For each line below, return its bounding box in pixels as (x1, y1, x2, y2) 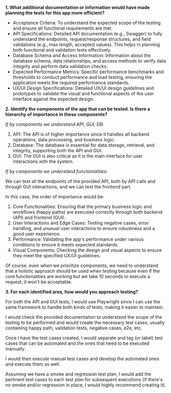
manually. (5, 346, 26, 351)
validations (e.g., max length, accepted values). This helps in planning (12, 42, 160, 48)
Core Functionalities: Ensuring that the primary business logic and (12, 203, 152, 210)
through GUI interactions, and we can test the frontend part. (5, 184, 132, 190)
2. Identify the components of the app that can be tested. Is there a (5, 106, 150, 112)
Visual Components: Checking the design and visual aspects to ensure (12, 247, 162, 253)
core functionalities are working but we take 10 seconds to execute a (5, 274, 150, 279)
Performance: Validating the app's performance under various (12, 236, 144, 242)
